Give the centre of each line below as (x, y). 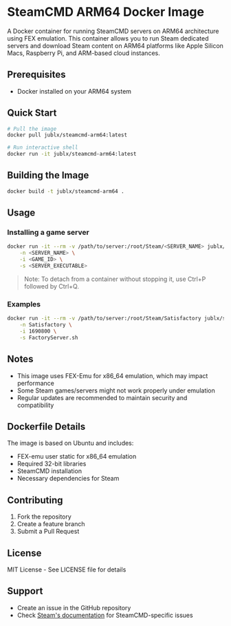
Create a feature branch (51, 524)
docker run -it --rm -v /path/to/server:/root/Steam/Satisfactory (104, 319)
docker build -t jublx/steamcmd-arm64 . (66, 191)
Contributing (35, 500)
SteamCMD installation (49, 471)
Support (25, 591)
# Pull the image (32, 129)
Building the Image (48, 175)
